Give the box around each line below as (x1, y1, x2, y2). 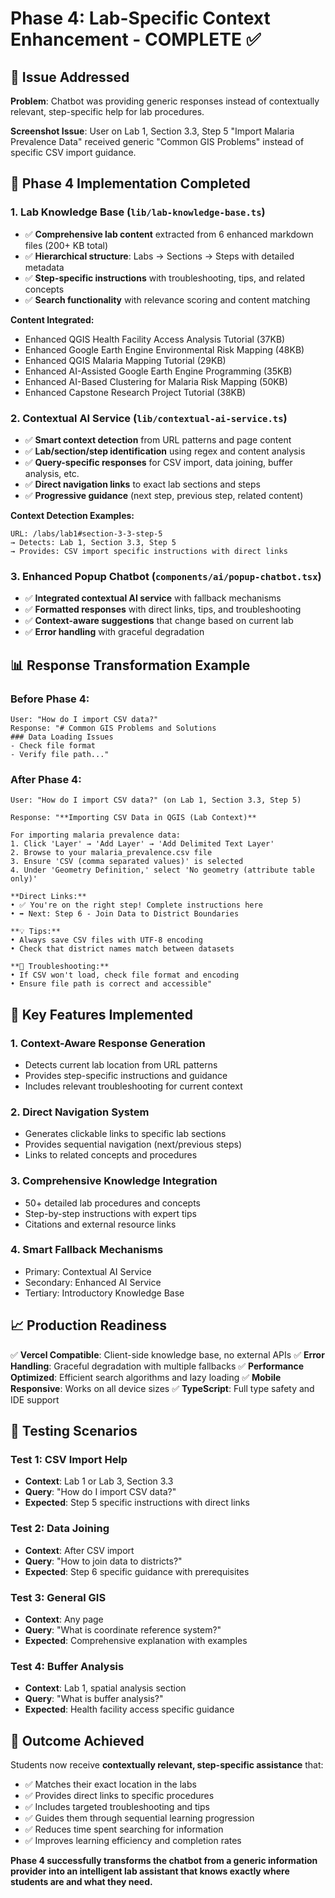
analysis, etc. (24, 467, 80, 479)
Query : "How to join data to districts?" (24, 1555, 183, 1567)
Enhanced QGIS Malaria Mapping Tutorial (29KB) (24, 354, 227, 366)
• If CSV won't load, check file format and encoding (10, 970, 240, 981)
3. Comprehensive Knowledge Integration (10, 1174, 218, 1188)
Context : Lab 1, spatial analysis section (24, 1682, 187, 1694)
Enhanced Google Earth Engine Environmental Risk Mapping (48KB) (24, 343, 305, 356)
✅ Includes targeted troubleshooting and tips (24, 1801, 210, 1813)
